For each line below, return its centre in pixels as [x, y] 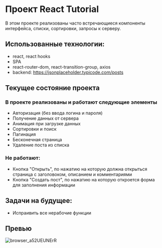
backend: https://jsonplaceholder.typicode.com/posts [68, 72]
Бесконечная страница [37, 140]
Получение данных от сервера [46, 118]
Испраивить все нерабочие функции [52, 213]
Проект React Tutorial [52, 9]
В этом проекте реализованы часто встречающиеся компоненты [75, 23]
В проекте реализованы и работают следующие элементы [81, 102]
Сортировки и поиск [34, 129]
